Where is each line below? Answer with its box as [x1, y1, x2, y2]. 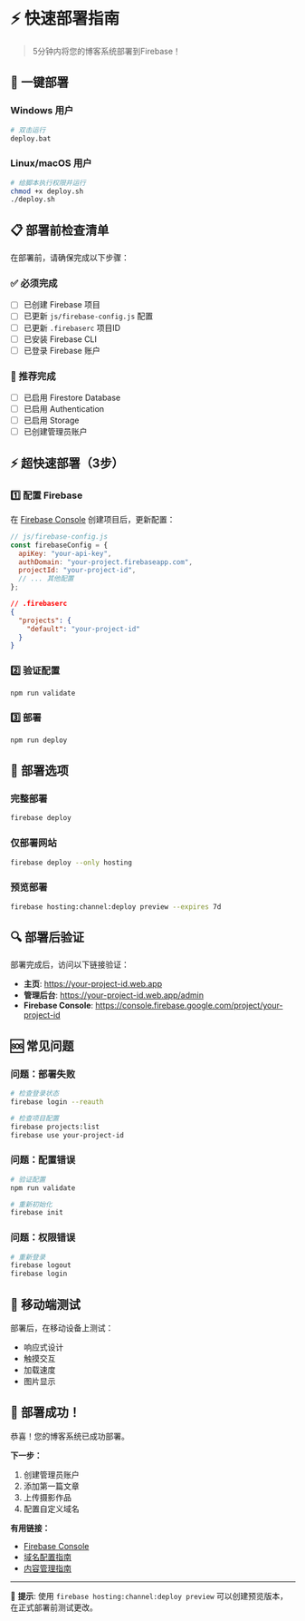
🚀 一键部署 [10, 74, 69, 91]
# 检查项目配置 [10, 1113, 60, 1123]
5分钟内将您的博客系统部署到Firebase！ [32, 45, 182, 56]
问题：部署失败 [10, 1068, 76, 1080]
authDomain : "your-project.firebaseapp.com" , [18, 557, 194, 567]
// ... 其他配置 [18, 574, 75, 583]
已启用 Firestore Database [23, 392, 121, 404]
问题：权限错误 [10, 1231, 76, 1244]
